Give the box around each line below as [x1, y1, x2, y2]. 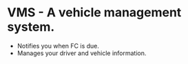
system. [7, 19, 55, 35]
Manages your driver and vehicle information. [17, 49, 147, 57]
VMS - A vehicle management [7, 5, 182, 20]
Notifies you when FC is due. [17, 42, 100, 50]
